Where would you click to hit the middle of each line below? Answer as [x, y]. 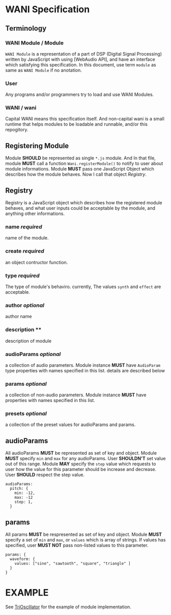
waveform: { [23, 559]
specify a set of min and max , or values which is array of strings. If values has [85, 540]
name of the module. [27, 238]
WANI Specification [48, 9]
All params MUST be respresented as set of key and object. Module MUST [83, 534]
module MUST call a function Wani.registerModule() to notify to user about [84, 163]
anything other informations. [35, 214]
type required [22, 275]
